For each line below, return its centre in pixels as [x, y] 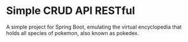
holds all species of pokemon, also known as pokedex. [72, 33]
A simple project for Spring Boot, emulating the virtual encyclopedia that [94, 27]
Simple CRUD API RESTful [71, 11]
